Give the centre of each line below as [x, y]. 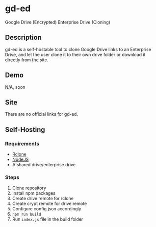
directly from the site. [27, 60]
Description [23, 38]
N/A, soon [15, 87]
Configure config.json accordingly [47, 209]
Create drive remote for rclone [43, 199]
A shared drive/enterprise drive [44, 165]
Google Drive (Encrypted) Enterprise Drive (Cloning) [58, 22]
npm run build [26, 214]
